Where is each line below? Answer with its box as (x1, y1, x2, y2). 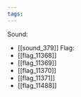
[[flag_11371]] (17, 74, 55, 82)
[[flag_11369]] (17, 58, 57, 67)
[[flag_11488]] (17, 81, 57, 89)
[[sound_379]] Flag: (17, 43, 75, 52)
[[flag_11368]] (17, 51, 57, 59)
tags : (7, 10, 23, 18)
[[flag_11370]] (17, 66, 56, 74)
